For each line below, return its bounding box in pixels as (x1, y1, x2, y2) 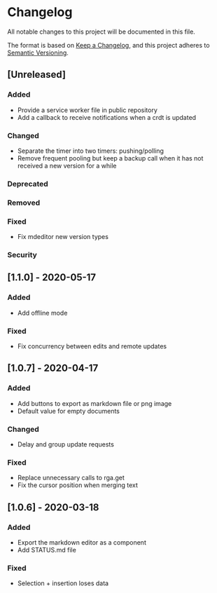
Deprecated (7, 179, 49, 189)
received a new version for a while (17, 161, 117, 170)
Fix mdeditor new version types (17, 233, 108, 241)
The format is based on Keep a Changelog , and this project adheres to (7, 41, 210, 49)
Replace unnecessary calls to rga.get (17, 474, 125, 482)
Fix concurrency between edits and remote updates (17, 341, 167, 350)
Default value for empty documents (17, 407, 120, 415)
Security (7, 250, 37, 259)
